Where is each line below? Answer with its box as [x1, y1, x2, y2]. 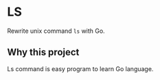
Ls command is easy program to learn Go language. [7, 64, 154, 72]
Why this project [7, 46, 80, 58]
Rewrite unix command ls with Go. [7, 27, 105, 35]
